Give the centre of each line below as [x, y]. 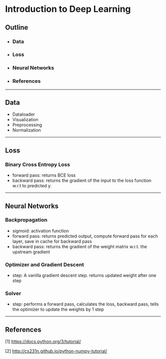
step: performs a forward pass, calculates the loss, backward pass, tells [85, 304]
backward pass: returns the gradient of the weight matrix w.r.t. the [80, 246]
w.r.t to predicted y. [32, 186]
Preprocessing [27, 125]
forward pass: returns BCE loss [44, 175]
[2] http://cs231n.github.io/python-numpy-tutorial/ [56, 351]
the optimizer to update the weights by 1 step [58, 310]
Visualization [25, 120]
